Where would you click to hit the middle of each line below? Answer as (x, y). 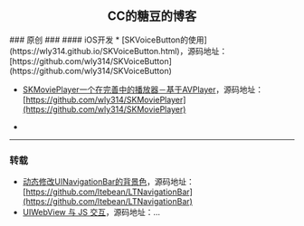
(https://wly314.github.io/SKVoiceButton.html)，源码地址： (119, 51)
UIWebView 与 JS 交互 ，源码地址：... (91, 212)
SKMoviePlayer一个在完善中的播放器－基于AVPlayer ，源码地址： (143, 89)
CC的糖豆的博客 (152, 16)
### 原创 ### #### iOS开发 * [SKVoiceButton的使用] (109, 40)
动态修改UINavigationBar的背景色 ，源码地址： (108, 182)
